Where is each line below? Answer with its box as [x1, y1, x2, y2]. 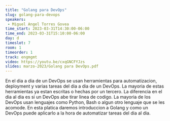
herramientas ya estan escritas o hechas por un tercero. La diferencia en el [5, 89, 162, 95]
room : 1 [5, 45, 22, 50]
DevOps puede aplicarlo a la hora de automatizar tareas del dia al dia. [5, 110, 151, 116]
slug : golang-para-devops [5, 12, 60, 17]
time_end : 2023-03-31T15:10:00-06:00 [5, 31, 85, 36]
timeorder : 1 [5, 50, 33, 55]
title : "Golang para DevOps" [5, 7, 67, 13]
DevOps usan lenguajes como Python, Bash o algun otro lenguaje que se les [5, 99, 165, 105]
